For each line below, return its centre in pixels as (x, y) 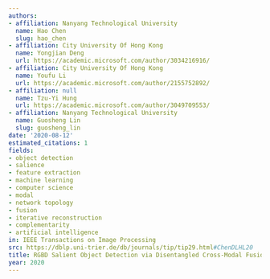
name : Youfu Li (41, 76)
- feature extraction (45, 173)
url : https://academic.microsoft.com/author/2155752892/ (113, 83)
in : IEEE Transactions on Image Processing (82, 240)
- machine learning (41, 181)
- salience (27, 166)
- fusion (23, 210)
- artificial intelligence (53, 233)
